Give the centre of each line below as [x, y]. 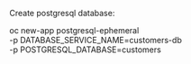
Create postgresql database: [62, 13]
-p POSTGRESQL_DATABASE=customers [86, 50]
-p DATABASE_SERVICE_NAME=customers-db [95, 40]
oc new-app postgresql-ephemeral [74, 30]
